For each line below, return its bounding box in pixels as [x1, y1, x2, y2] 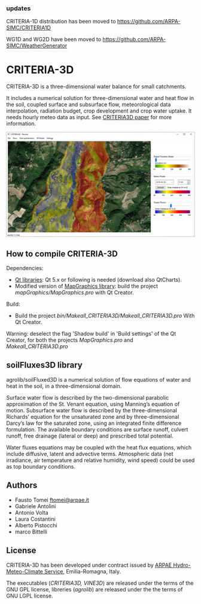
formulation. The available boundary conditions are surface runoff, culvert [6, 425, 188, 433]
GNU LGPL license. [6, 592, 53, 599]
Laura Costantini [14, 515, 56, 523]
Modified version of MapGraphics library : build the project [14, 283, 159, 290]
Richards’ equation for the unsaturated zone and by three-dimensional [6, 413, 179, 420]
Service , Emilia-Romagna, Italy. [44, 567, 121, 575]
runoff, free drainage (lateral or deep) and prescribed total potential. [6, 432, 173, 439]
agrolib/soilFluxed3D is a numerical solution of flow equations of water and [6, 376, 191, 383]
